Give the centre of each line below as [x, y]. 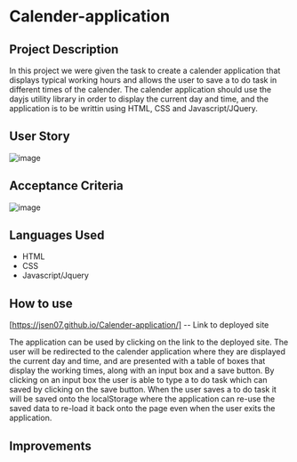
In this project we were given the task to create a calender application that [145, 70]
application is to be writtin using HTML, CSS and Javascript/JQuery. [133, 108]
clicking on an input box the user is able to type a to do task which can [138, 380]
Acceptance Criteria [66, 186]
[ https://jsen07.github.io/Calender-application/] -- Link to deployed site [139, 325]
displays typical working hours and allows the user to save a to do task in [143, 80]
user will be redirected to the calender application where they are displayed [148, 352]
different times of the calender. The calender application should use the [140, 89]
